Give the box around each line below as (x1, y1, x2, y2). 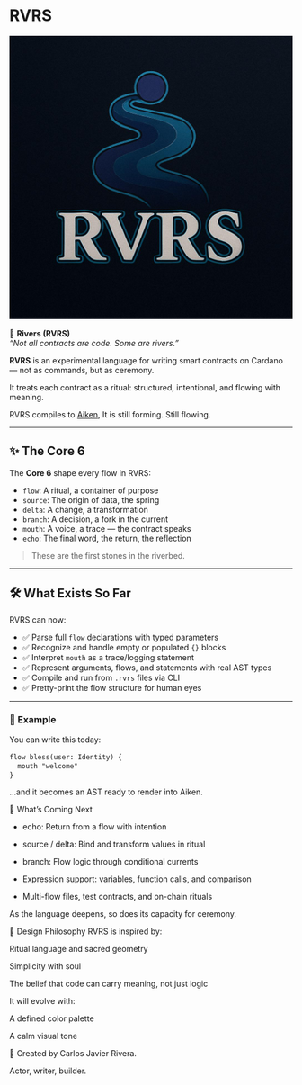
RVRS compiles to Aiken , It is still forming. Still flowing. (9, 408, 211, 419)
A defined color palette (9, 1013, 94, 1024)
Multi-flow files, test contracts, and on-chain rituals (22, 891, 213, 901)
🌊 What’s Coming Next (9, 803, 93, 814)
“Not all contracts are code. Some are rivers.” (9, 337, 180, 348)
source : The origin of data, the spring (22, 494, 160, 505)
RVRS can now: (9, 614, 67, 625)
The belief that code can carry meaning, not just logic (9, 978, 209, 989)
